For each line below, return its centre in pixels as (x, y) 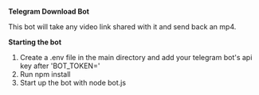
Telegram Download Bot (49, 11)
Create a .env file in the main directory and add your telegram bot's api (136, 57)
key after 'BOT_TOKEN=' (60, 66)
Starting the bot (35, 42)
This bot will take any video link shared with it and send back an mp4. (122, 27)
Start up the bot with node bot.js (73, 83)
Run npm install (45, 74)
